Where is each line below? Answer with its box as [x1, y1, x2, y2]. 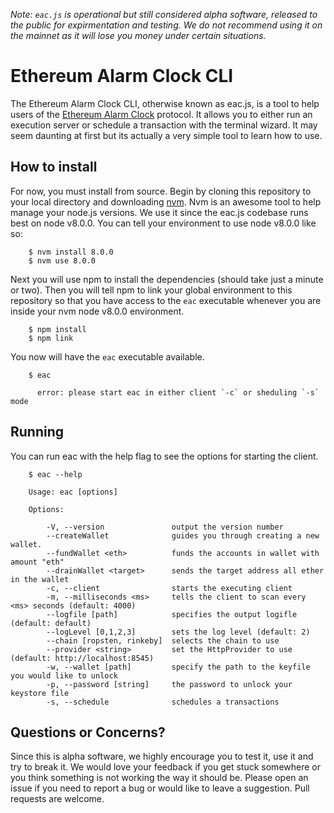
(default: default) [10, 618, 92, 628]
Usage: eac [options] [28, 487, 118, 497]
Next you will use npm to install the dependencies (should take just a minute [10, 273, 324, 285]
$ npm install [28, 324, 87, 334]
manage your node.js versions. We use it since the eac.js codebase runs [10, 206, 309, 218]
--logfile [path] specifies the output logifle [46, 609, 298, 619]
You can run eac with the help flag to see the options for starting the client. [10, 450, 319, 462]
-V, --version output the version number [46, 522, 284, 532]
